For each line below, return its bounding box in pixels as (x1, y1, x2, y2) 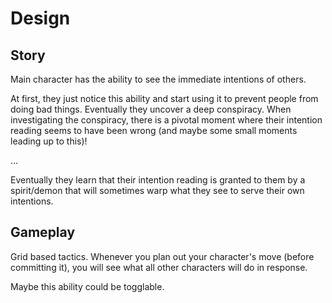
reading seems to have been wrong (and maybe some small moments (10, 125, 298, 136)
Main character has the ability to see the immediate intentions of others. (10, 73, 307, 85)
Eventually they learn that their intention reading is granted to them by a (10, 174, 306, 186)
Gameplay (10, 224, 76, 241)
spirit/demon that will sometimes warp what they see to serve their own (10, 185, 305, 196)
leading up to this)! (10, 135, 88, 147)
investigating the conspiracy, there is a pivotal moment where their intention (10, 114, 323, 126)
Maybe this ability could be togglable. (10, 280, 165, 292)
